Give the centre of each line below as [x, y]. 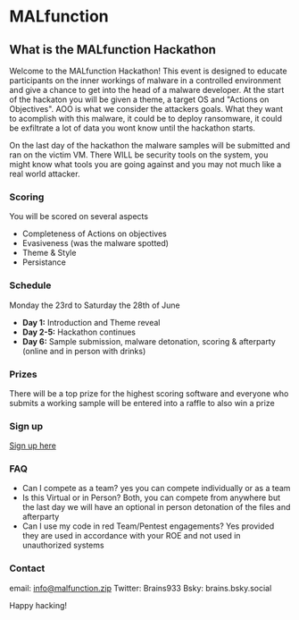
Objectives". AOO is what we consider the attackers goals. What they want [146, 109]
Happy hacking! [38, 605]
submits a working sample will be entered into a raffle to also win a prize [142, 403]
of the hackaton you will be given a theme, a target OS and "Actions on [139, 99]
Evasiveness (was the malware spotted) [96, 243]
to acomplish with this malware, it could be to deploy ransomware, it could [146, 119]
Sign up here [33, 446]
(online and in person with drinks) [84, 351]
